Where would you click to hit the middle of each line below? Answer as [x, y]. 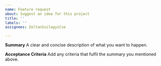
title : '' [15, 18]
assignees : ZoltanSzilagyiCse [36, 27]
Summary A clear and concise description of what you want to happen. [76, 45]
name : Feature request [28, 9]
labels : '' [16, 23]
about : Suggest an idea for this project [47, 14]
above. [12, 59]
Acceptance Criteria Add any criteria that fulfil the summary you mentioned [80, 54]
